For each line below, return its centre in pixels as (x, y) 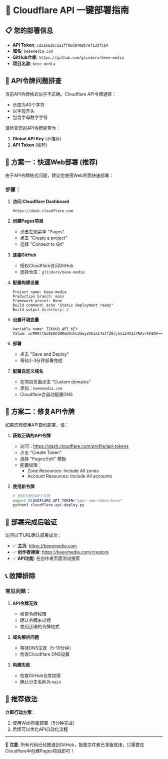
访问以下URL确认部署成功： (34, 535)
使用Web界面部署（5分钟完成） (45, 723)
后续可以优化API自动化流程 (40, 729)
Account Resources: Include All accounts (70, 476)
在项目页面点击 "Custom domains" (55, 382)
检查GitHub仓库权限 (40, 675)
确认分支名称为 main (40, 682)
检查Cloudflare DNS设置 (45, 654)
